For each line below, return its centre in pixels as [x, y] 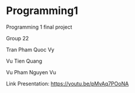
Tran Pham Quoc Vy [30, 49]
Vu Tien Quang [24, 61]
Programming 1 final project [39, 27]
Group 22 [18, 38]
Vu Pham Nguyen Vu [31, 72]
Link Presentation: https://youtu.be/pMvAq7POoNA [67, 84]
